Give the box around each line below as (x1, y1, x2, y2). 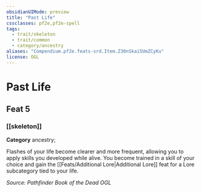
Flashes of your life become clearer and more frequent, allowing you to (6, 148, 184, 155)
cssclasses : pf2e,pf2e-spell (6, 20, 80, 26)
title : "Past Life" (6, 15, 56, 21)
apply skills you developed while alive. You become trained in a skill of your (6, 154, 195, 161)
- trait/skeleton (12, 31, 56, 38)
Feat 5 (6, 104, 30, 114)
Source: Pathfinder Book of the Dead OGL (6, 179, 112, 186)
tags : (6, 25, 20, 32)
